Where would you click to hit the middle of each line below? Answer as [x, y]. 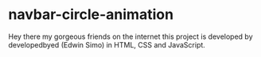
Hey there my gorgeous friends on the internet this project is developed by [130, 36]
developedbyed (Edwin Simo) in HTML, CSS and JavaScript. [107, 44]
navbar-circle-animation [91, 15]
